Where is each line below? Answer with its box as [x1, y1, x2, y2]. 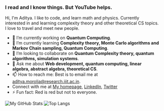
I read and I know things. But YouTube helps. [5, 4, 112, 11]
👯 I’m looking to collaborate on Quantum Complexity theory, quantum [12, 50, 155, 56]
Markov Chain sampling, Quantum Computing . [12, 45, 109, 51]
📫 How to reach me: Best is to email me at [12, 71, 98, 77]
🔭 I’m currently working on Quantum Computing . [12, 35, 111, 41]
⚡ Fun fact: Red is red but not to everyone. [12, 89, 98, 95]
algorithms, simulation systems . [12, 56, 79, 62]
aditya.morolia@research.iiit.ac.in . [12, 79, 81, 85]
